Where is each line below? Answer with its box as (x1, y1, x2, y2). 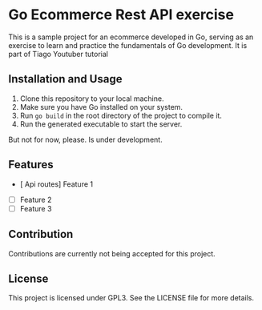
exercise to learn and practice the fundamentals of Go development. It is (8, 40, 248, 50)
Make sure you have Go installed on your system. (19, 102, 183, 111)
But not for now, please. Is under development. (8, 135, 163, 144)
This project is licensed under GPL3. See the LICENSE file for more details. (8, 293, 255, 303)
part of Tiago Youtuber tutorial (8, 49, 108, 58)
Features (8, 158, 54, 171)
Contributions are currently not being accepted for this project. (8, 248, 216, 258)
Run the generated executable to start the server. (19, 119, 183, 129)
